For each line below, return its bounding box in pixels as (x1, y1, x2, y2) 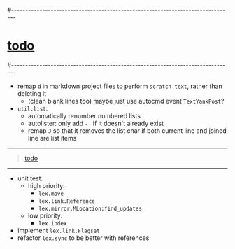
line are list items (27, 134, 77, 142)
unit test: (17, 174, 43, 183)
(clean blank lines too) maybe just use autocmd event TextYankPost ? (27, 97, 225, 105)
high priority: (27, 181, 65, 190)
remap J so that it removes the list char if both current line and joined (27, 126, 227, 135)
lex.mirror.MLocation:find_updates (38, 205, 142, 212)
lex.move (38, 190, 64, 197)
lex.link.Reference (38, 197, 96, 205)
